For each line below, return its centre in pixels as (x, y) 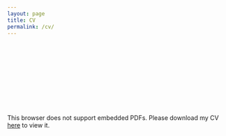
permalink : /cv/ (31, 27)
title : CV (22, 20)
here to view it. (29, 126)
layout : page (26, 14)
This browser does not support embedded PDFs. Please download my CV (113, 118)
